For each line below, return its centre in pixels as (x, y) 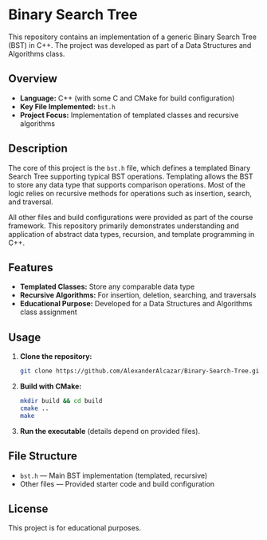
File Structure (43, 456)
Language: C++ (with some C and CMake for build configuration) (127, 98)
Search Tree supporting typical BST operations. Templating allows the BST (131, 176)
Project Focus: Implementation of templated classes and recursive (129, 115)
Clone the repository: (56, 357)
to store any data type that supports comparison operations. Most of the (127, 184)
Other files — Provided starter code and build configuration (117, 483)
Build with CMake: (51, 386)
